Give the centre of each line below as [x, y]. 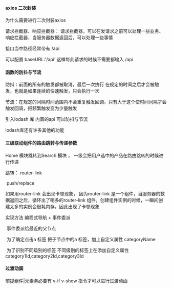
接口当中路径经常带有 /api [33, 48]
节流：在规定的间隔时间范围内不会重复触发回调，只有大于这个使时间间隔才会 [86, 102]
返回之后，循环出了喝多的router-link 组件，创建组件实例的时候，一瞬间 [84, 200]
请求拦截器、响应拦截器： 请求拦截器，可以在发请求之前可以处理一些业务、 [84, 31]
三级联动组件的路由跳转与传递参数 [41, 143]
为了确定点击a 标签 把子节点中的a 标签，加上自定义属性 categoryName [81, 239]
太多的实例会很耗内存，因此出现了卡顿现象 [55, 206]
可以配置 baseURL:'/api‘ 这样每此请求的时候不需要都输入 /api [69, 60]
